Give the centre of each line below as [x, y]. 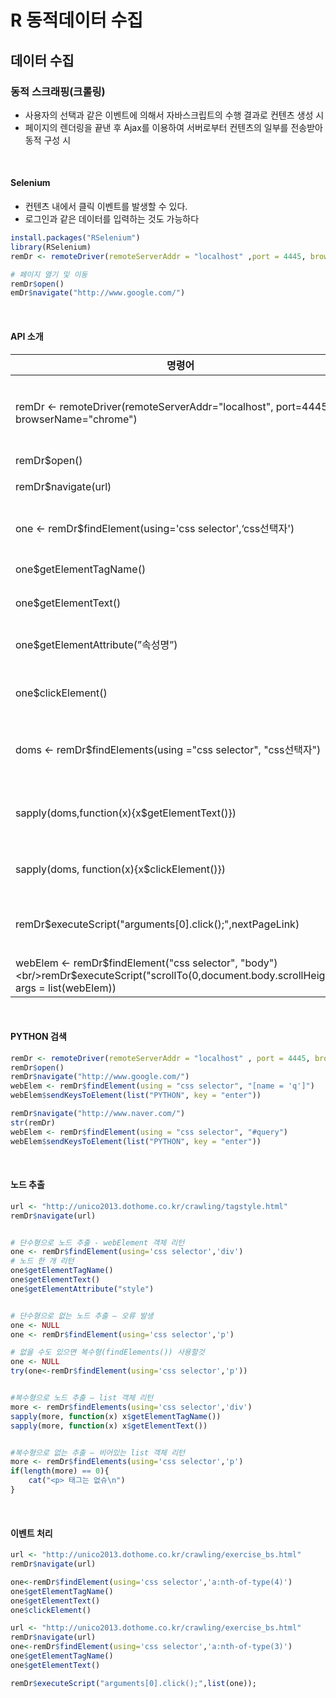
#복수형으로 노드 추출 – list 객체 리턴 [82, 1398]
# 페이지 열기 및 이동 [49, 274]
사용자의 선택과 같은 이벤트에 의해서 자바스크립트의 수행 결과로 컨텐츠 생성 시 [174, 115]
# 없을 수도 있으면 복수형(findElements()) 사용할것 [107, 1352]
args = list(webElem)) [66, 988]
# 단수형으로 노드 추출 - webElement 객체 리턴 [97, 1242]
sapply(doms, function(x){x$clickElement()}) [120, 869]
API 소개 [27, 336]
